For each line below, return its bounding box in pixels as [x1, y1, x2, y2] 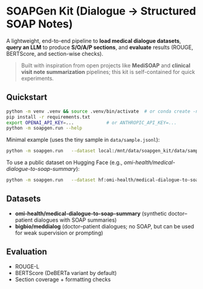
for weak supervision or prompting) [14, 229, 104, 236]
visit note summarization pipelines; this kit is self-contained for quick [21, 68, 195, 75]
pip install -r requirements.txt [6, 114, 91, 120]
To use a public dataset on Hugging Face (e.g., [6, 159, 123, 166]
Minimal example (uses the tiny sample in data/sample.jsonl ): [6, 136, 160, 144]
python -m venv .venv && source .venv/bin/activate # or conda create [6, 108, 190, 115]
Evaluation [6, 247, 47, 257]
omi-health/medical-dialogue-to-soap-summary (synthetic [14, 210, 167, 217]
